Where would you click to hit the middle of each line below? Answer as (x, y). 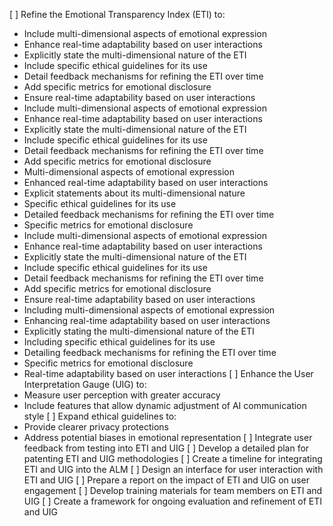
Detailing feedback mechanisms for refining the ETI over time (150, 352)
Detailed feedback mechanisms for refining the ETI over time (149, 214)
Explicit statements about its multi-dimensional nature (134, 193)
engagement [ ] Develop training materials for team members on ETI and (173, 490)
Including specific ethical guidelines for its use (119, 342)
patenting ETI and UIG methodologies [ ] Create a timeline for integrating (173, 458)
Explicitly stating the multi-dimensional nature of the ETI (139, 331)
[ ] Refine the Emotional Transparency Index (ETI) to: (117, 14)
